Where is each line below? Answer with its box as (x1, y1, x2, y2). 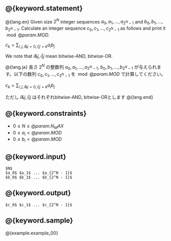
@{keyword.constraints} (5, 109, 87, 118)
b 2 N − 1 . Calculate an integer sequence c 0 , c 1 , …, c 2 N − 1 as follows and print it (5, 25, 166, 33)
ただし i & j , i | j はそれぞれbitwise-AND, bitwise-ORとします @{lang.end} (5, 94, 154, 100)
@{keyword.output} (5, 189, 71, 197)
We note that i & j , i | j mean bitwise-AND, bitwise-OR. (5, 53, 113, 59)
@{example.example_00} (5, 230, 59, 236)
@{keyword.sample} (5, 216, 73, 225)
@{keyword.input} (5, 152, 67, 161)
